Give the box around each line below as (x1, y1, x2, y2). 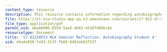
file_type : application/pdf (5, 21, 64, 26)
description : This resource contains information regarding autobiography (5, 12, 164, 17)
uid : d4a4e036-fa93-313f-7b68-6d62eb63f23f (5, 40, 97, 45)
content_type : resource (5, 7, 55, 12)
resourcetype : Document (5, 30, 55, 35)
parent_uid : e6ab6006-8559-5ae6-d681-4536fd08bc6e (5, 26, 112, 31)
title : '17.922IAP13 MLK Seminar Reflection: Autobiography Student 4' (5, 35, 157, 40)
